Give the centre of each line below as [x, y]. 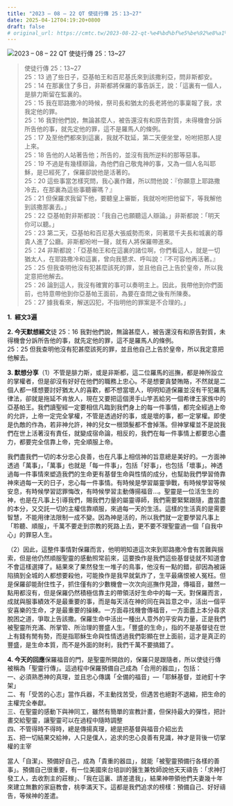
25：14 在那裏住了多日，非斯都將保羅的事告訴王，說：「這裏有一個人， [124, 86]
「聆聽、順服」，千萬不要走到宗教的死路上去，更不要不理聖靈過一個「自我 [112, 526]
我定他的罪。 [42, 112]
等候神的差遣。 [41, 796]
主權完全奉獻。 [28, 703]
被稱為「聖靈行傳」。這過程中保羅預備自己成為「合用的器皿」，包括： [104, 668]
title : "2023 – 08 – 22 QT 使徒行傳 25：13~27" [75, 14]
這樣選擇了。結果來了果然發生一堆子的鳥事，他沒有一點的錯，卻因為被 [119, 567]
